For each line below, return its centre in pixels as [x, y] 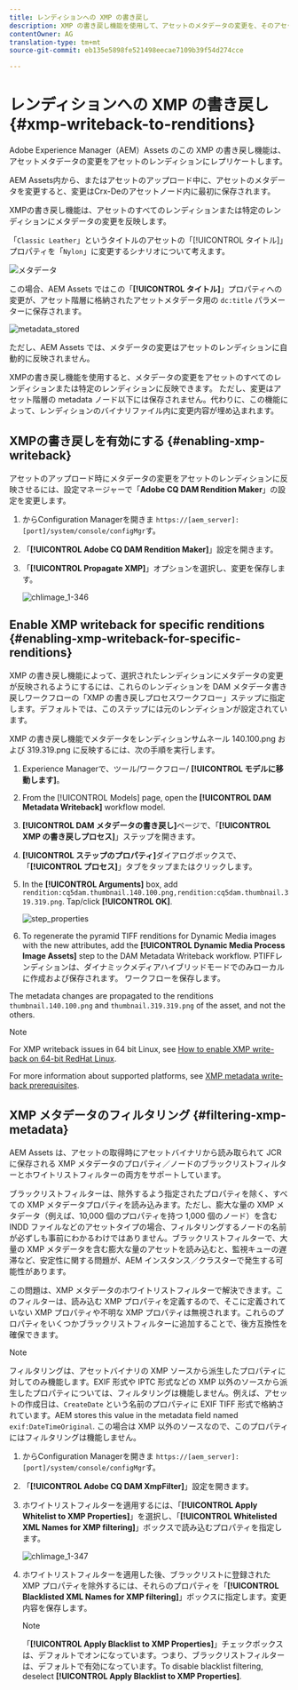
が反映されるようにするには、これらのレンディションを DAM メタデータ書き [148, 686]
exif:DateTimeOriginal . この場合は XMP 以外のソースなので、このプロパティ [149, 1426]
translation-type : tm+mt [55, 42]
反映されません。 [63, 359]
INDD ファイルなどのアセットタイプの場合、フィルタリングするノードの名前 [148, 1226]
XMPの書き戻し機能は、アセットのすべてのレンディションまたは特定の [137, 211]
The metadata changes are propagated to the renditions [112, 995]
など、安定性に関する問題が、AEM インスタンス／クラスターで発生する [146, 1260]
